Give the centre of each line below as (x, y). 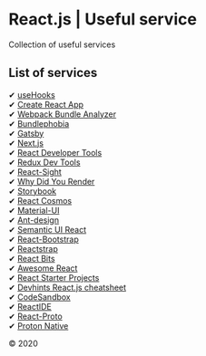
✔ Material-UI (34, 210)
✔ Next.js (26, 143)
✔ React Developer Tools (55, 152)
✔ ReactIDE (30, 306)
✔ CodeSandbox (40, 297)
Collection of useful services (62, 44)
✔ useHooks (32, 94)
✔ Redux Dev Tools (44, 162)
